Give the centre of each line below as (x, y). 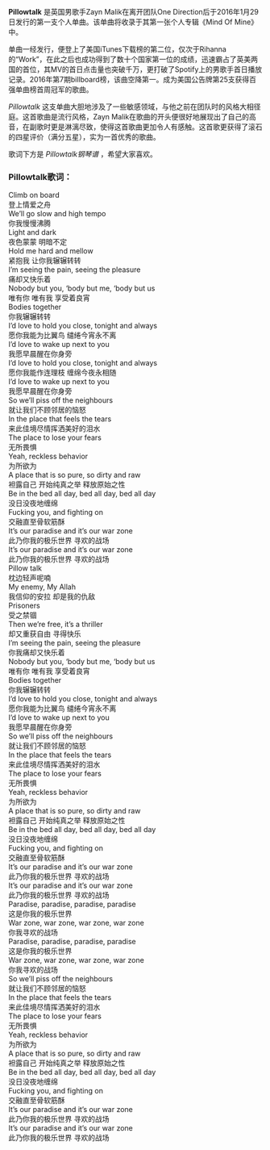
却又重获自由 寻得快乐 (45, 634)
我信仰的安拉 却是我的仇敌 (52, 596)
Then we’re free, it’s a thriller (56, 625)
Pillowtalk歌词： (40, 177)
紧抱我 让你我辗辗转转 (45, 261)
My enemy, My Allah (42, 587)
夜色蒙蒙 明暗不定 (37, 242)
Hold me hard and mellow (51, 251)
